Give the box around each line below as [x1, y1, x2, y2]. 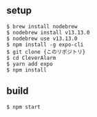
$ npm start [6, 103, 41, 110]
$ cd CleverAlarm [6, 54, 56, 61]
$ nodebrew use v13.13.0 [6, 35, 78, 42]
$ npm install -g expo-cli [6, 41, 84, 48]
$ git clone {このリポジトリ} [6, 48, 86, 55]
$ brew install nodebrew [6, 23, 78, 30]
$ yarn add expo [6, 61, 53, 67]
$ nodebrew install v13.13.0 [6, 29, 90, 36]
